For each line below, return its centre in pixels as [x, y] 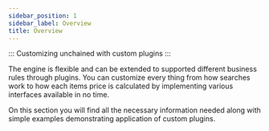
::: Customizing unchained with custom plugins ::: [90, 54]
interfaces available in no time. [59, 95]
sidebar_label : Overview [50, 23]
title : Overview [35, 31]
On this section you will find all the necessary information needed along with [134, 110]
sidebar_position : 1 [43, 16]
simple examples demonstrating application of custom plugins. [112, 119]
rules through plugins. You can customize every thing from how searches [129, 78]
